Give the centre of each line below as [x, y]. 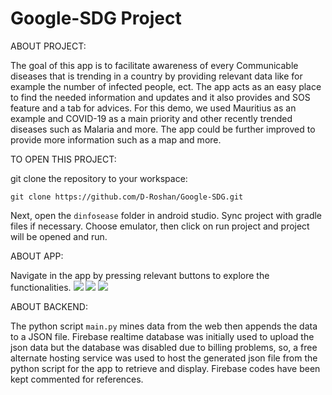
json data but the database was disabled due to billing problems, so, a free [164, 347]
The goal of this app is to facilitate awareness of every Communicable [154, 65]
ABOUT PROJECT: [48, 46]
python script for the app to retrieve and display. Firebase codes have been [165, 368]
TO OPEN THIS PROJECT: [63, 159]
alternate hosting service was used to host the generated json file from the [164, 358]
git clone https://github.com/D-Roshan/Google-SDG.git [127, 197]
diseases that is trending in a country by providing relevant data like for [156, 76]
